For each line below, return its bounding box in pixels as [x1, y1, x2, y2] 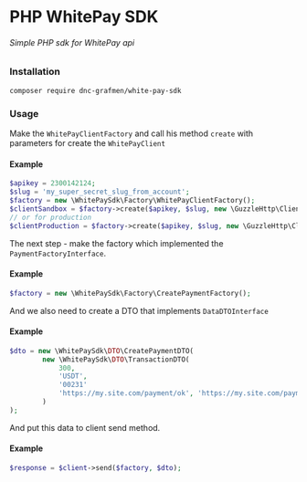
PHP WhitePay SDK [9, 6, 159, 27]
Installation [9, 66, 61, 79]
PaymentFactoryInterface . [9, 247, 107, 258]
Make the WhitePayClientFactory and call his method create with [9, 128, 254, 139]
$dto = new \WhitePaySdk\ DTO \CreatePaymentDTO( [9, 346, 195, 355]
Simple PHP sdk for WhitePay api [9, 37, 135, 47]
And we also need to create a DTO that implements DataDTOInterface [9, 305, 270, 316]
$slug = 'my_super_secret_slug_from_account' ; [9, 187, 190, 197]
